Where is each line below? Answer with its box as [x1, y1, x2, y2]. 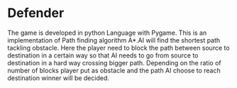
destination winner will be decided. [7, 73, 110, 82]
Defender [7, 5, 65, 21]
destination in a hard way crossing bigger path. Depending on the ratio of [7, 58, 221, 67]
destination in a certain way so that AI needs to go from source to [7, 51, 199, 60]
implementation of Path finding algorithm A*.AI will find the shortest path [7, 35, 221, 44]
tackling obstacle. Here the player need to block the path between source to [7, 43, 230, 52]
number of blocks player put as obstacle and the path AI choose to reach [7, 66, 221, 75]
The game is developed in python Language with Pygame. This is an [7, 28, 207, 37]
